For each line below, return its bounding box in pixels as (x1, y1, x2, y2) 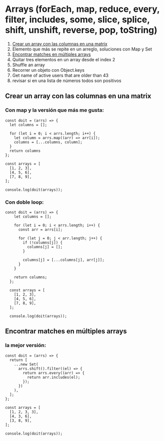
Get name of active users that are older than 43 (12, 72, 109, 78)
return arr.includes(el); (27, 375, 80, 380)
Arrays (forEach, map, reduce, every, (5, 3, 160, 15)
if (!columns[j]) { (23, 240, 63, 245)
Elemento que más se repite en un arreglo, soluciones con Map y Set (12, 46, 152, 52)
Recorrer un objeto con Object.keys (12, 67, 85, 73)
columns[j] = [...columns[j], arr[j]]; (23, 257, 105, 263)
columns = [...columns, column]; (14, 139, 83, 144)
